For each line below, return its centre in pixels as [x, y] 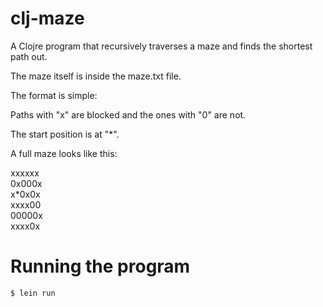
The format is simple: [54, 95]
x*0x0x [25, 194]
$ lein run [33, 293]
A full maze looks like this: [64, 153]
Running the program [100, 266]
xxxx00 [26, 204]
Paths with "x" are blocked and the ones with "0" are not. [128, 114]
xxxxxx [25, 173]
